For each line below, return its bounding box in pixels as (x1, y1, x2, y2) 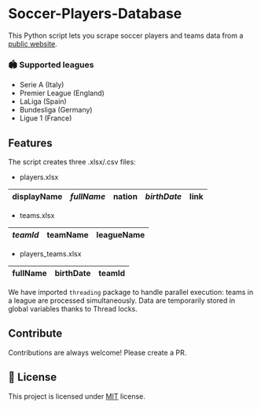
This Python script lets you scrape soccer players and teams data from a (8, 31, 244, 40)
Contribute (8, 327, 63, 341)
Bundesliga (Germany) (19, 105, 93, 115)
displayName (12, 191, 63, 202)
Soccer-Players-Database (8, 5, 182, 23)
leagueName (96, 230, 145, 241)
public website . (8, 39, 57, 48)
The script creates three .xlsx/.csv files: (8, 157, 136, 167)
